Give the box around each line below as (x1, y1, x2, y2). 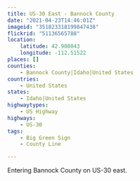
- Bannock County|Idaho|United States (20, 69, 134, 76)
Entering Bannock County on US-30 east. (7, 166, 128, 175)
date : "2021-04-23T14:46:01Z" (7, 17, 96, 24)
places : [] (7, 56, 39, 63)
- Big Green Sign (20, 134, 71, 141)
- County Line (20, 141, 61, 148)
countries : (7, 75, 39, 83)
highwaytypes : (7, 102, 49, 109)
